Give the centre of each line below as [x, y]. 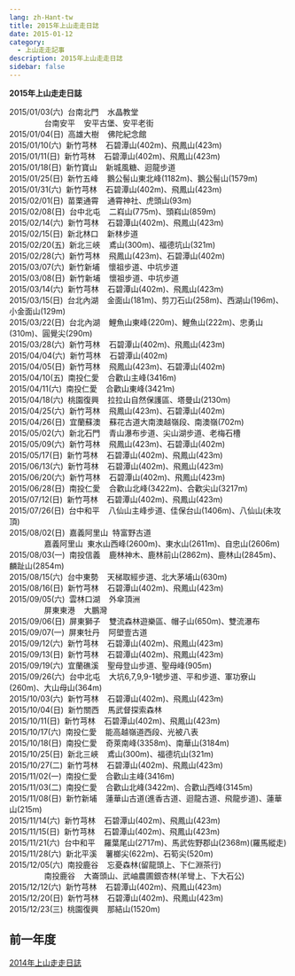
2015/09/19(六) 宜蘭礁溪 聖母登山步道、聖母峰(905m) [111, 665]
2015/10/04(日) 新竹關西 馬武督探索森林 [85, 709]
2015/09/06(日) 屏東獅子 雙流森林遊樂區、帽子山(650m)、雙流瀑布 [135, 621]
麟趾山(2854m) [37, 565]
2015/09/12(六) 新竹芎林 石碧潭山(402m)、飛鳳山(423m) [116, 643]
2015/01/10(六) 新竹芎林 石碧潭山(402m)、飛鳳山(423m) [116, 145]
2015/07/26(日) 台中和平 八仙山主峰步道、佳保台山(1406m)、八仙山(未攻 [145, 510]
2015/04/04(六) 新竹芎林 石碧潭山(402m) [89, 355]
